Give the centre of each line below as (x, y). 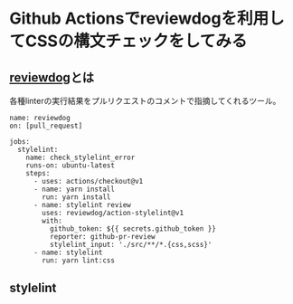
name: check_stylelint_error (80, 157)
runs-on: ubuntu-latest (71, 166)
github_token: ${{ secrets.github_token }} (133, 229)
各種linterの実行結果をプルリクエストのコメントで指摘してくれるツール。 (145, 101)
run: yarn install (76, 197)
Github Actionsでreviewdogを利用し (147, 19)
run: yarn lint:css (79, 261)
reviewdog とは (52, 77)
